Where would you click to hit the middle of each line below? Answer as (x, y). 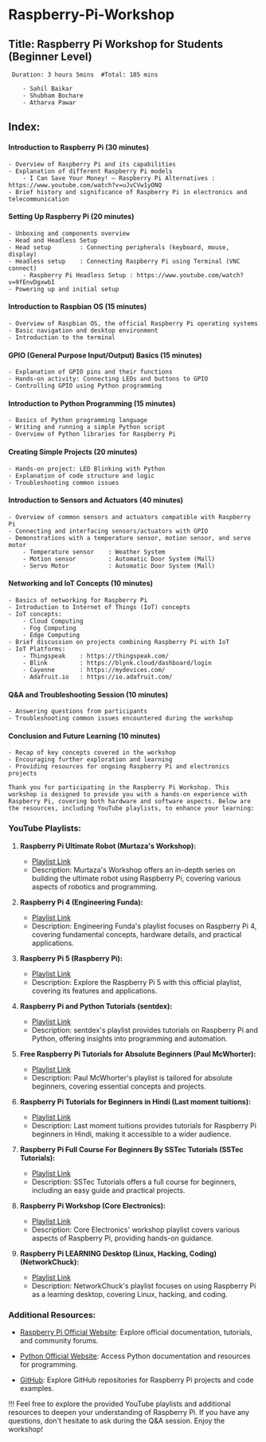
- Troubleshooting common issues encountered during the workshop (121, 718)
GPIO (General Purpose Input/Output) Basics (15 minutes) (105, 355)
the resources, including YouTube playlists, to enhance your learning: (131, 809)
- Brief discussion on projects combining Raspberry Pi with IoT (119, 643)
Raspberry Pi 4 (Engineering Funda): (81, 902)
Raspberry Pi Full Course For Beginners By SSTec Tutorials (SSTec (131, 1149)
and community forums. (59, 1341)
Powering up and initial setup (67, 289)
